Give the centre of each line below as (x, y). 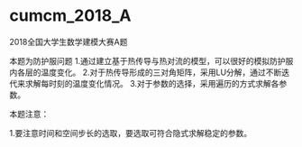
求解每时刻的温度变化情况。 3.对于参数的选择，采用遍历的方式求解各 (152, 83)
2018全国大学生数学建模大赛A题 (69, 41)
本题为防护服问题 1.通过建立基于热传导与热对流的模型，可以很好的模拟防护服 (151, 60)
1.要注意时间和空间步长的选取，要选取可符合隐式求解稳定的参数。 (131, 133)
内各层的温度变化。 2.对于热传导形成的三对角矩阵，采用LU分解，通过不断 (146, 72)
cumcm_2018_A (70, 16)
